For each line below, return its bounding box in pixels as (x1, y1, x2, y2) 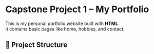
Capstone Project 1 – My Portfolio (5, 4, 149, 15)
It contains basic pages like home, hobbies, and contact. (5, 25, 125, 32)
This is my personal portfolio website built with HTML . (5, 20, 120, 26)
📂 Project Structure (5, 41, 68, 49)
